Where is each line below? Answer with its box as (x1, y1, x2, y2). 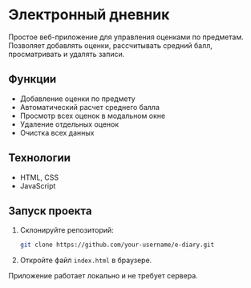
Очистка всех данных (19, 128, 95, 137)
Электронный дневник (8, 6, 170, 24)
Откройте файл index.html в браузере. (19, 255, 152, 266)
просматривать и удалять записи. (8, 49, 125, 59)
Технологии (8, 151, 71, 165)
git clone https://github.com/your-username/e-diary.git (19, 241, 215, 249)
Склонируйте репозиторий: (19, 225, 114, 235)
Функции (8, 72, 57, 86)
